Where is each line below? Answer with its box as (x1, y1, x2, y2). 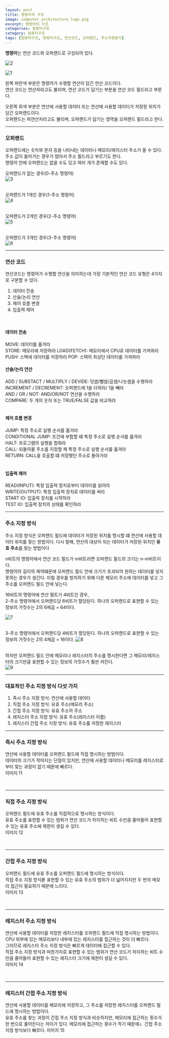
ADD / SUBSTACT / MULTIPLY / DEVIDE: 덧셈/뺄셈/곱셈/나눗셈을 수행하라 (5, 378, 153, 384)
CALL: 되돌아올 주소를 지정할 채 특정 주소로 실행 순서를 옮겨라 (5, 446, 127, 452)
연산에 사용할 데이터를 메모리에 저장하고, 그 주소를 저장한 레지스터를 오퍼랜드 (5, 1002, 156, 1008)
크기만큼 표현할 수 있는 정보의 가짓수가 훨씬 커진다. (14, 659, 114, 665)
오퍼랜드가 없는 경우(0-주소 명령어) (5, 170, 74, 176)
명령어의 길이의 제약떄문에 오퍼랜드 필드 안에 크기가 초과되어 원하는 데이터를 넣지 (5, 568, 164, 574)
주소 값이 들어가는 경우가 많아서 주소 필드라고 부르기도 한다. (5, 153, 122, 159)
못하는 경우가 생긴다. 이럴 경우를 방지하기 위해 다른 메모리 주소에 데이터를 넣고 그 (5, 574, 163, 580)
